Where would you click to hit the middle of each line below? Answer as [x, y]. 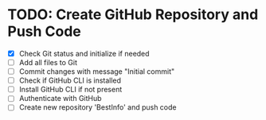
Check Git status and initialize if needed [84, 53]
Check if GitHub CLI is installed [70, 80]
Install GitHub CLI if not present [70, 90]
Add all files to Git [48, 62]
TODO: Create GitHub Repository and [133, 15]
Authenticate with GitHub [60, 99]
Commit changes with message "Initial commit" [97, 72]
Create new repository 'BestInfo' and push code [98, 107]
